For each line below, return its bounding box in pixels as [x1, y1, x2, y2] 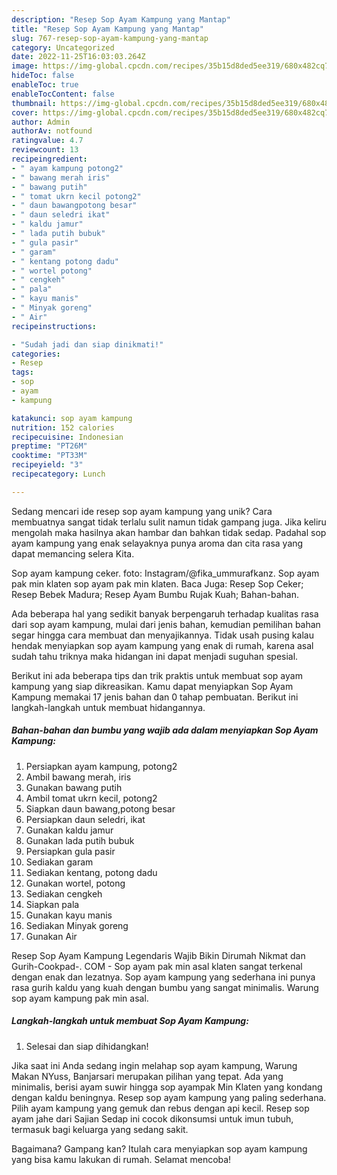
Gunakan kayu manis [25, 909, 113, 921]
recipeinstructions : [11, 321, 98, 331]
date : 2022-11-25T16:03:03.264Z [11, 52, 146, 62]
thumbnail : [11, 98, 57, 108]
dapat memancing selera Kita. [11, 547, 135, 560]
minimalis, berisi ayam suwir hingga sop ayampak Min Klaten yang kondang [11, 1081, 323, 1093]
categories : [11, 349, 61, 359]
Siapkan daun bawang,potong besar [25, 802, 176, 815]
